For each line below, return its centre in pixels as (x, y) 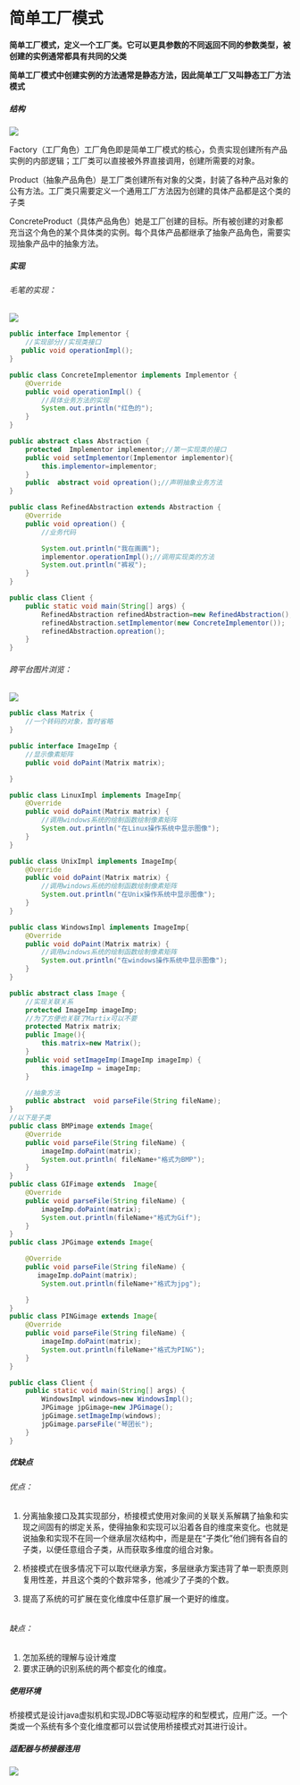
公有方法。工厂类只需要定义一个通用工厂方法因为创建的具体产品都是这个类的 (150, 191)
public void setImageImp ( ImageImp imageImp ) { (113, 1060)
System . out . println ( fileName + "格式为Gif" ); (121, 1217)
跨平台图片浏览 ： (41, 669)
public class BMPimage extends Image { (81, 1126)
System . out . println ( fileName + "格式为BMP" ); (123, 1159)
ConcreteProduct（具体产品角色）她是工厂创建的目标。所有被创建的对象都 (146, 221)
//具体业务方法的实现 (75, 400)
